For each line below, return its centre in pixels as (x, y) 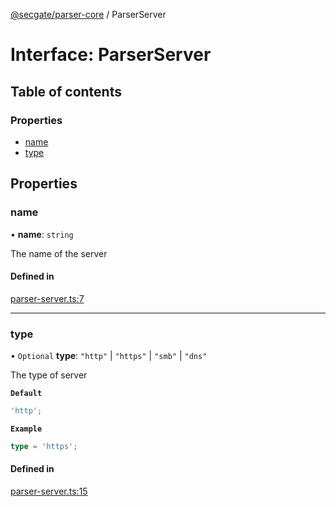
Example (26, 429)
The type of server (49, 375)
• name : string (42, 234)
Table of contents (66, 91)
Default (26, 394)
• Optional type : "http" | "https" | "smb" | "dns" (109, 356)
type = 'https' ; (44, 446)
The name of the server (59, 253)
